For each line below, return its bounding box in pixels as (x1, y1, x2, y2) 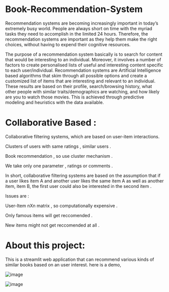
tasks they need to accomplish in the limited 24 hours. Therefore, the (5, 31, 148, 37)
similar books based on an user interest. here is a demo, (5, 261, 122, 267)
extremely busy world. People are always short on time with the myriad (5, 25, 152, 31)
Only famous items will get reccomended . (5, 212, 93, 218)
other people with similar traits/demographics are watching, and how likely (5, 88, 160, 94)
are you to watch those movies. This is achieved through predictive (5, 94, 144, 100)
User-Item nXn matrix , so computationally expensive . (5, 203, 118, 209)
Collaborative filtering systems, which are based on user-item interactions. (5, 133, 160, 139)
